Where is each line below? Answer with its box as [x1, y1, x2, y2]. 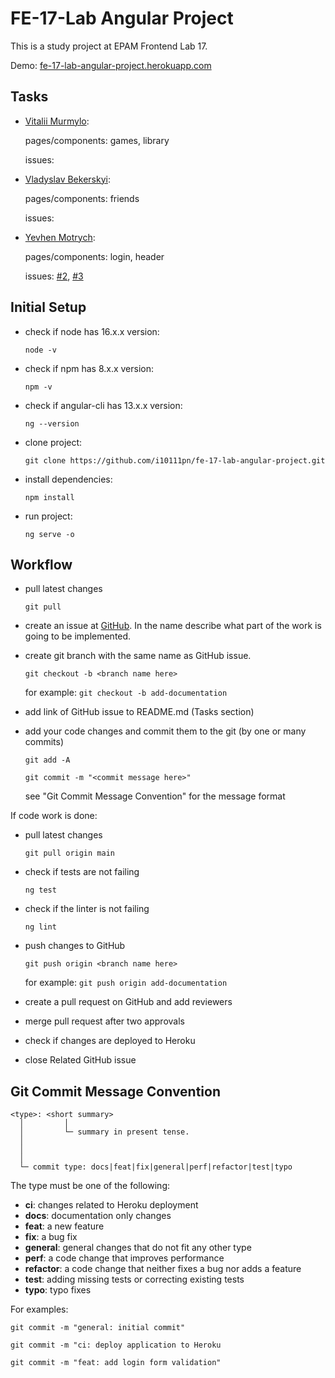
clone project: [24, 436, 83, 448]
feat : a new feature [24, 1220, 105, 1232]
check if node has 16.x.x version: [24, 325, 160, 337]
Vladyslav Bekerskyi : [24, 173, 111, 185]
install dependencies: [24, 473, 113, 485]
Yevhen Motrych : [24, 231, 96, 243]
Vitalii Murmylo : [24, 115, 90, 127]
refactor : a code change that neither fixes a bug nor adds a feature [24, 1263, 302, 1275]
